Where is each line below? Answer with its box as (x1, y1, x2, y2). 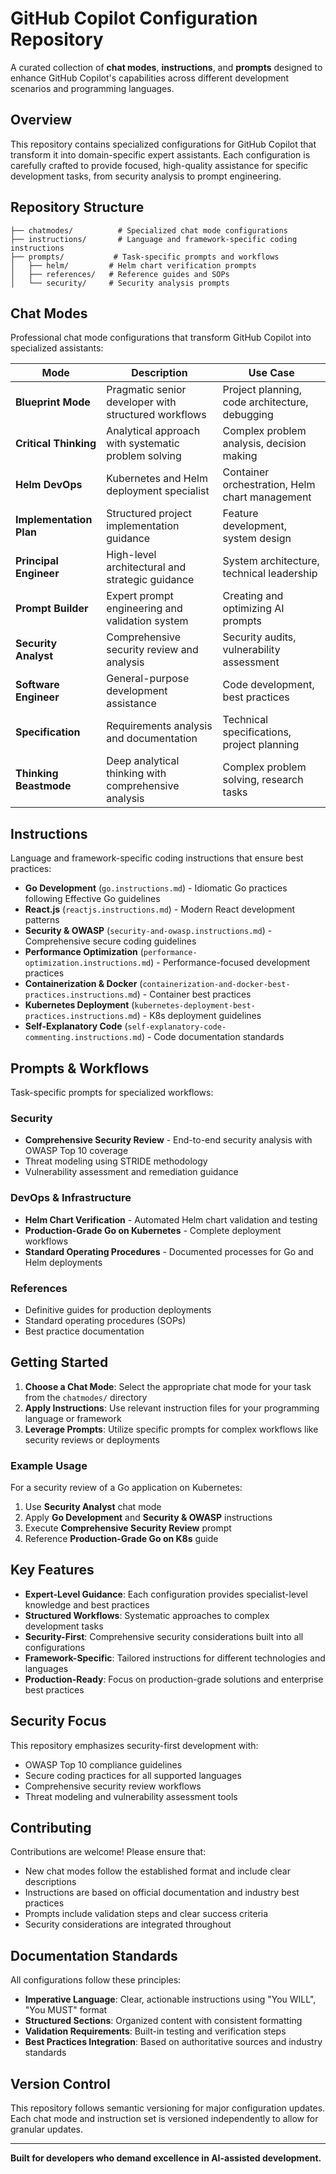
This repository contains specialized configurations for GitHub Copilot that (10, 138, 317, 150)
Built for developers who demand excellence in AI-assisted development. (10, 2152, 322, 2164)
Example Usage (10, 1458, 88, 1472)
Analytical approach (106, 424, 201, 438)
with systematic (106, 437, 180, 451)
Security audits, (222, 630, 297, 644)
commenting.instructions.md (24, 1033, 142, 1043)
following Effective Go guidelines (24, 893, 161, 905)
